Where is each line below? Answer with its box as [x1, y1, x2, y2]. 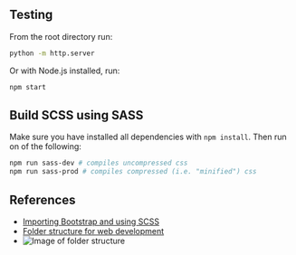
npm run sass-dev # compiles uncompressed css [9, 158, 188, 168]
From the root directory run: [9, 31, 113, 42]
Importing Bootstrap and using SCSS [22, 216, 160, 227]
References [9, 192, 76, 207]
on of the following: [9, 141, 81, 152]
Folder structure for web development [22, 225, 165, 236]
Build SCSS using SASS [9, 108, 144, 123]
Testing [9, 7, 53, 23]
